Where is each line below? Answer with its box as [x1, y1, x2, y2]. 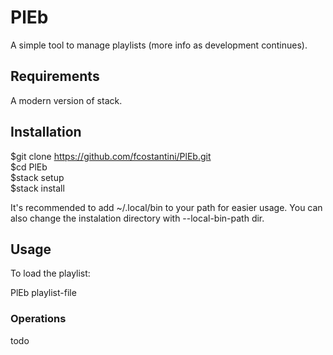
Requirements [10, 68, 100, 85]
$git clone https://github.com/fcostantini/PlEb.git [10, 150, 212, 162]
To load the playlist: [10, 267, 91, 280]
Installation [10, 124, 82, 141]
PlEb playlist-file [10, 287, 77, 299]
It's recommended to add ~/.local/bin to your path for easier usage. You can [10, 201, 323, 213]
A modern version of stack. [10, 94, 123, 106]
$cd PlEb [10, 161, 48, 173]
